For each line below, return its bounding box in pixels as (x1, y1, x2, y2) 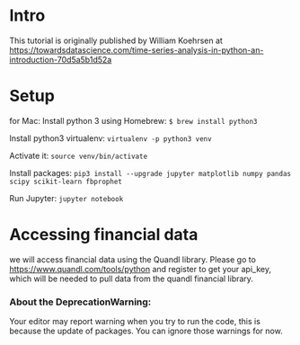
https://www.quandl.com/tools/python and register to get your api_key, (9, 263, 272, 274)
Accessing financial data (9, 225, 199, 245)
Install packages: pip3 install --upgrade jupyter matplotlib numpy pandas (9, 167, 292, 178)
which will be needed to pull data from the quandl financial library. (9, 273, 254, 284)
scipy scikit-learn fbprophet (9, 177, 123, 186)
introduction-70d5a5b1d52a (9, 54, 112, 65)
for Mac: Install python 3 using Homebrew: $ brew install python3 (9, 115, 258, 126)
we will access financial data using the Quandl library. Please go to (9, 253, 256, 265)
